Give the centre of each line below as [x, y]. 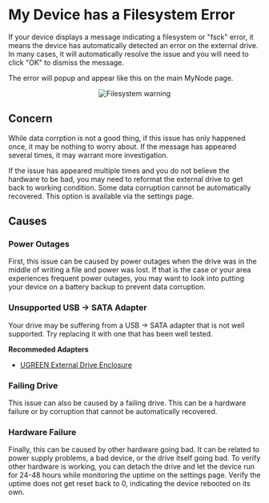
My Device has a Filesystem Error [122, 15]
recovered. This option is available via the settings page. [101, 196]
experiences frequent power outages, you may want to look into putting [126, 279]
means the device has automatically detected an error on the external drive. [133, 45]
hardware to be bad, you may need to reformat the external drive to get [126, 179]
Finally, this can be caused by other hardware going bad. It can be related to [134, 449]
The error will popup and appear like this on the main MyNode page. [121, 78]
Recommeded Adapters [49, 349]
